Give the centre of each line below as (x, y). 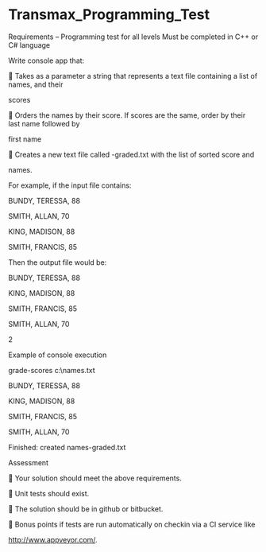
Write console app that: (46, 60)
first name (25, 139)
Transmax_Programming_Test (109, 15)
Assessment (29, 462)
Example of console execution (58, 355)
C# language (29, 45)
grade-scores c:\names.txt (52, 370)
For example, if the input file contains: (70, 185)
